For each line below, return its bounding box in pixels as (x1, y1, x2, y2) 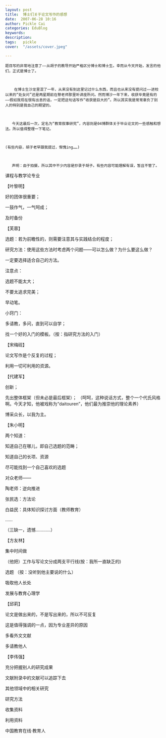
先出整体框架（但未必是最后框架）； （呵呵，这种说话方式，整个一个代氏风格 (5, 394, 161, 401)
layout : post (5, 7, 32, 12)
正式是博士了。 (12, 68, 39, 74)
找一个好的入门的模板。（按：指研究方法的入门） (5, 331, 103, 337)
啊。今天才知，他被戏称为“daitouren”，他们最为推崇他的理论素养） (5, 401, 141, 407)
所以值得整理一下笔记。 (12, 126, 54, 131)
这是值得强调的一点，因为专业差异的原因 (5, 622, 88, 628)
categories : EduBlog (5, 26, 48, 31)
